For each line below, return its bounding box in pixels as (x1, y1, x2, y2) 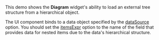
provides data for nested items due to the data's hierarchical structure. (5, 30, 151, 35)
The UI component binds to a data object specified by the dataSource (5, 19, 149, 25)
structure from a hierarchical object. (5, 9, 80, 15)
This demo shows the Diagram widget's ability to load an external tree (5, 4, 150, 10)
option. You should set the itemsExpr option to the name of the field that (5, 24, 154, 30)
